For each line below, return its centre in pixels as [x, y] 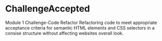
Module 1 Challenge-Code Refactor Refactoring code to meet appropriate [81, 22]
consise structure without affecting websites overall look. [64, 33]
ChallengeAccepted [48, 9]
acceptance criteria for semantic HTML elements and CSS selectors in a [80, 27]
